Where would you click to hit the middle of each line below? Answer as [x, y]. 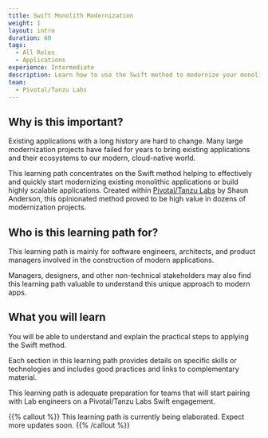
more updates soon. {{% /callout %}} [69, 425]
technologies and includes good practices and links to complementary [124, 369]
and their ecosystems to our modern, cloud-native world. [102, 158]
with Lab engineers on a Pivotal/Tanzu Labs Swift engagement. [112, 401]
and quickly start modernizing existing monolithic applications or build [124, 182]
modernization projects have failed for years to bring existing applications [129, 150]
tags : [17, 45]
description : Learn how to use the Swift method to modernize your [123, 75]
